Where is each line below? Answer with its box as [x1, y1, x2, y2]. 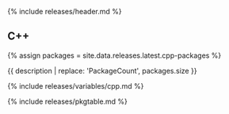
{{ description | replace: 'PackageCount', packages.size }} [7, 66, 197, 75]
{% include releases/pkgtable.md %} [7, 97, 128, 106]
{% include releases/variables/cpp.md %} [7, 81, 144, 90]
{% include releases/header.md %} [7, 7, 122, 16]
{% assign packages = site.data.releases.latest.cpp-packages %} [7, 51, 222, 60]
